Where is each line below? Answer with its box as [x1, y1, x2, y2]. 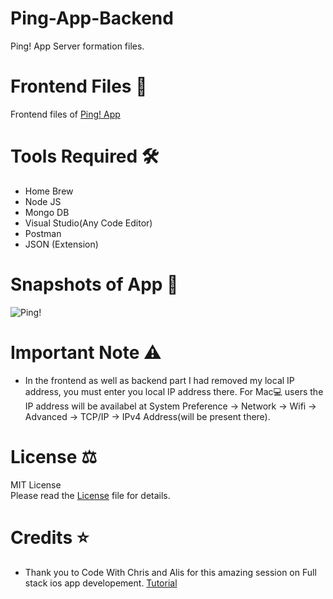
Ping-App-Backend [10, 7, 174, 30]
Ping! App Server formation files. [10, 40, 145, 52]
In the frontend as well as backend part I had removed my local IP [24, 374, 295, 386]
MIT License [10, 478, 62, 491]
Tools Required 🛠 [10, 145, 160, 168]
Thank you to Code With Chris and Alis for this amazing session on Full [24, 566, 317, 578]
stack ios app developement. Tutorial [24, 577, 178, 589]
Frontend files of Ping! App [10, 108, 121, 120]
